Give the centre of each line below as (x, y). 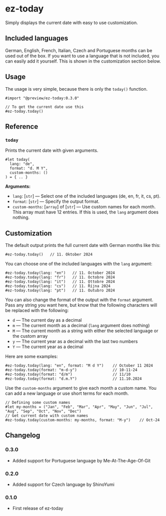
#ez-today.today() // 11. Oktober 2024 (49, 254)
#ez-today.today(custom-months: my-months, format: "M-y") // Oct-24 (82, 420)
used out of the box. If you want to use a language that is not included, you (82, 56)
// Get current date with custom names (47, 416)
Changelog (23, 436)
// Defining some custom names (38, 403)
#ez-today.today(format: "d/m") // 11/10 (68, 374)
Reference (22, 126)
